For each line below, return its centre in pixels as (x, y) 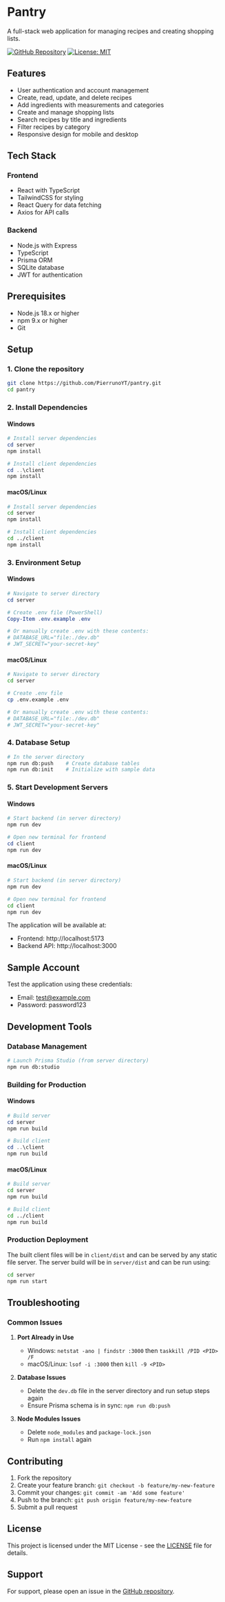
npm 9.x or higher (42, 320)
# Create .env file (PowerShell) (55, 612)
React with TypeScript (49, 190)
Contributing (35, 1461)
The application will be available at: (57, 925)
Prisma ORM (35, 260)
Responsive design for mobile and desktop (78, 134)
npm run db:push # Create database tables (73, 763)
